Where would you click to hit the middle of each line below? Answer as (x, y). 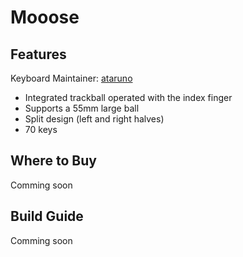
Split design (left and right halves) (94, 119)
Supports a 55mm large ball (82, 108)
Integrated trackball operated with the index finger (128, 97)
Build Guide (47, 216)
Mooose (45, 17)
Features (38, 54)
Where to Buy (53, 161)
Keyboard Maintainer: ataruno (71, 78)
